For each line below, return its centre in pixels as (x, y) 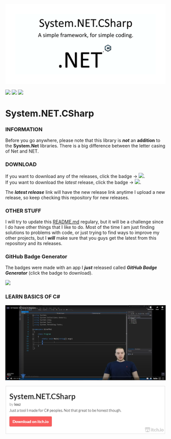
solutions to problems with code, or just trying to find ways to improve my (82, 232)
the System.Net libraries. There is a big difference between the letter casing (85, 146)
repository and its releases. (34, 244)
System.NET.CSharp (50, 114)
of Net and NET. (22, 151)
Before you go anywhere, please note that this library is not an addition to (83, 140)
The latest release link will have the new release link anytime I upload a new (85, 192)
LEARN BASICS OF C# (33, 297)
